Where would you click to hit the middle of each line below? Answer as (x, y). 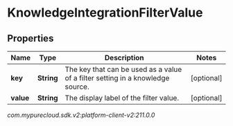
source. (77, 87)
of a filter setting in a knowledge (117, 78)
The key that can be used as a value (123, 69)
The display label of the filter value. (122, 98)
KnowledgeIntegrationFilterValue (105, 13)
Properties (31, 38)
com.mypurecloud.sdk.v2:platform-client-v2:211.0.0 (81, 115)
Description (124, 58)
